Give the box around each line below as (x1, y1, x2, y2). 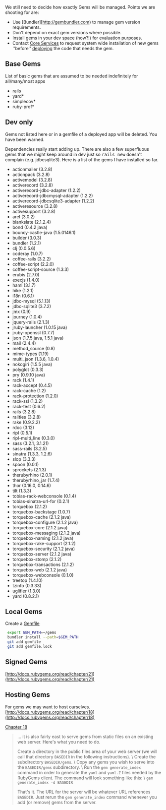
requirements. (12, 24, 41, 30)
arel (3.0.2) (12, 213, 35, 220)
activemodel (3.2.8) (12, 177, 53, 183)
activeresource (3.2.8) (12, 203, 58, 209)
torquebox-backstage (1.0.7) (12, 508, 70, 515)
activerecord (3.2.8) (12, 182, 54, 188)
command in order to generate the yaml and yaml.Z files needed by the (17, 769, 162, 775)
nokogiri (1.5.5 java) (12, 361, 53, 367)
